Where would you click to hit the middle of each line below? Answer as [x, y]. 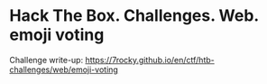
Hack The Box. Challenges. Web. [134, 16]
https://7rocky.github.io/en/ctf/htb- [150, 60]
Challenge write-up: [46, 60]
